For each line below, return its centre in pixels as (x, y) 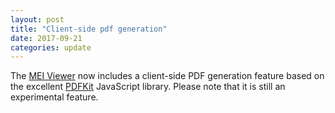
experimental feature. (54, 97)
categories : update (51, 47)
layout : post (37, 19)
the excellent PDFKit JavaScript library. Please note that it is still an (148, 87)
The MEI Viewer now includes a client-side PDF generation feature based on (167, 76)
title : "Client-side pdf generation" (89, 29)
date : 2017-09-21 (46, 38)
